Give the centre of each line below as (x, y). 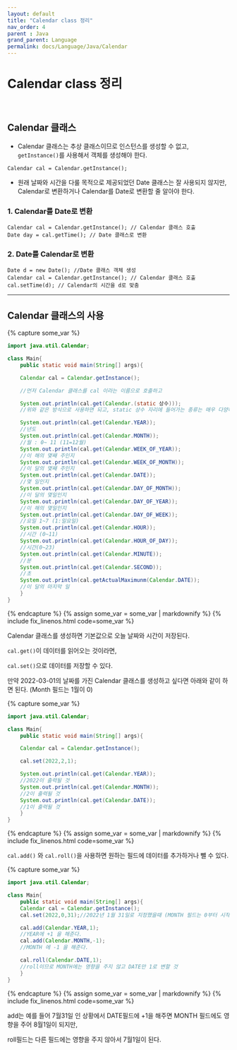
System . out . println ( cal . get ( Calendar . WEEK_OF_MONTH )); (102, 462)
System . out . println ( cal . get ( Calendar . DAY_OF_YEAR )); (99, 501)
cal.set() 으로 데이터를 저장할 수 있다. (60, 665)
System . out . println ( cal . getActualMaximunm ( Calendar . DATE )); (110, 580)
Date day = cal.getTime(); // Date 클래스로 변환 (77, 235)
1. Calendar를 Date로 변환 (50, 211)
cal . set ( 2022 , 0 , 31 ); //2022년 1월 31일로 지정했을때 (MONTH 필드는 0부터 (119, 915)
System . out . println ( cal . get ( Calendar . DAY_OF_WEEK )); (99, 515)
